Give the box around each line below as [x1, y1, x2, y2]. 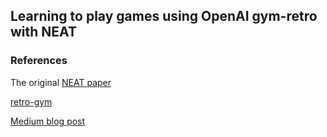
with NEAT [10, 24, 77, 41]
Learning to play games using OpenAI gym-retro [10, 8, 318, 25]
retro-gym [10, 95, 53, 108]
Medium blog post [10, 115, 86, 127]
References [10, 54, 68, 68]
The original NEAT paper [10, 76, 112, 88]
